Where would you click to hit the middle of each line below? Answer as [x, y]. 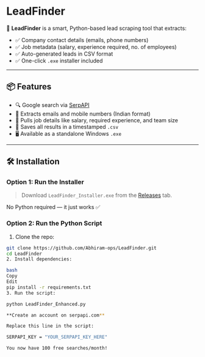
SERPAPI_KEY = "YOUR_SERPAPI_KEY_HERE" [57, 337]
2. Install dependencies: [39, 259]
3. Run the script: [31, 293]
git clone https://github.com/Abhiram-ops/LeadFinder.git [81, 248]
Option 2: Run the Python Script [54, 223]
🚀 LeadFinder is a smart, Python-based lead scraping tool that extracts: [97, 28]
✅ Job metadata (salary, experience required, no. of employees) [96, 46]
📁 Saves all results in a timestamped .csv [67, 127]
